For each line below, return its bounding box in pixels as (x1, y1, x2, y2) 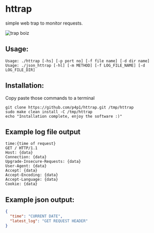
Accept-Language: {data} (5, 177, 58, 182)
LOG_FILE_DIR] (5, 67, 36, 72)
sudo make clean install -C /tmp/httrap (5, 109, 93, 114)
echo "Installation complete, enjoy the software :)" (5, 114, 123, 119)
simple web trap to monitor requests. (5, 20, 83, 26)
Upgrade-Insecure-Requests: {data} (5, 159, 81, 164)
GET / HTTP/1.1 (5, 145, 38, 151)
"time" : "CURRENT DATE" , (10, 214, 63, 219)
